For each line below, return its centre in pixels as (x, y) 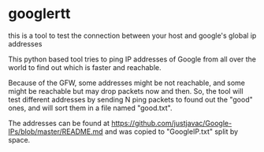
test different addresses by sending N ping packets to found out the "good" (131, 99)
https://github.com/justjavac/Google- (172, 123)
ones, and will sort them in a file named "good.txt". (90, 108)
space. (19, 139)
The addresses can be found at (59, 123)
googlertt (39, 14)
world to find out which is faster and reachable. (85, 67)
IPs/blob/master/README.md (56, 132)
